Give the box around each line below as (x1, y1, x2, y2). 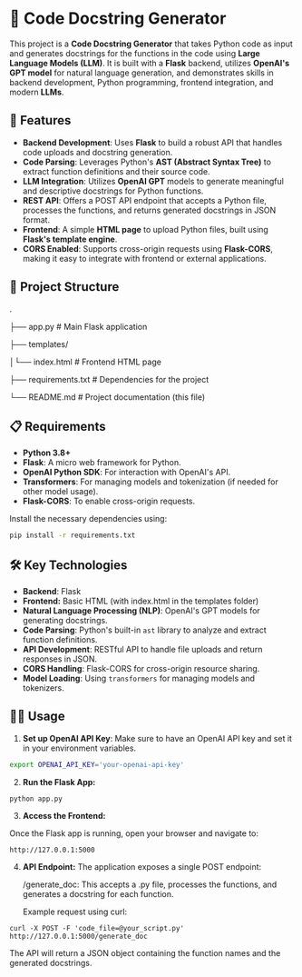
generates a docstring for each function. (22, 888, 174, 899)
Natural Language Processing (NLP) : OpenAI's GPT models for (22, 605, 260, 616)
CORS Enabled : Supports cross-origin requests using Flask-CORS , (22, 243, 274, 254)
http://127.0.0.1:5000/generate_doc (9, 932, 148, 941)
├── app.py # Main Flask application (9, 321, 148, 332)
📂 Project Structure (9, 279, 120, 294)
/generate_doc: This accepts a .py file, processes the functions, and (22, 879, 278, 890)
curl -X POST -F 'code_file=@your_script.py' (9, 923, 184, 932)
